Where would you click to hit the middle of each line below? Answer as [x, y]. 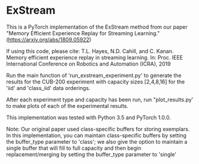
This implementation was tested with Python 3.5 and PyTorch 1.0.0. [89, 117]
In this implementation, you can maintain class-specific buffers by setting [97, 135]
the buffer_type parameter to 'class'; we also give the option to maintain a [97, 141]
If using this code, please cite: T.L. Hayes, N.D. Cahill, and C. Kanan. [90, 51]
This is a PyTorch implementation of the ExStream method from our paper [97, 27]
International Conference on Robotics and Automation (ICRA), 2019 [89, 64]
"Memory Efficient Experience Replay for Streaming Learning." [83, 33]
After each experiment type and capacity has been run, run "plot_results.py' [100, 100]
